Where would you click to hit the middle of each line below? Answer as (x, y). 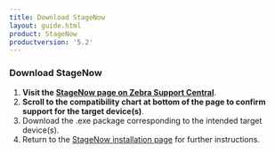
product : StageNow (43, 34)
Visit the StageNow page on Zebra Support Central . (119, 92)
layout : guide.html (45, 26)
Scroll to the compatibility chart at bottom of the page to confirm (144, 102)
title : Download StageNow (57, 17)
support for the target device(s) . (83, 111)
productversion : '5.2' (51, 42)
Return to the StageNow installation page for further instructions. (141, 139)
